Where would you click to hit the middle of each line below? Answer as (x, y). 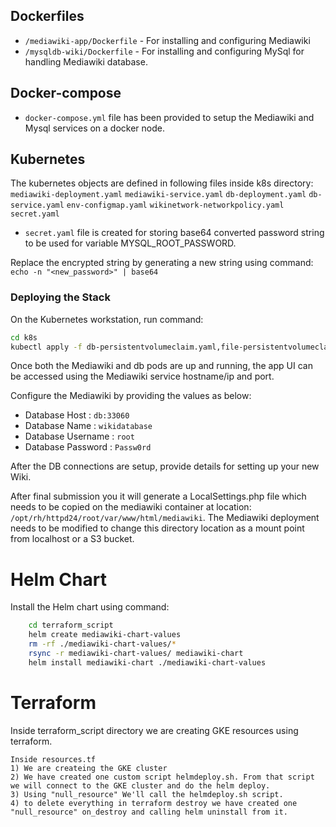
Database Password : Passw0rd (88, 447)
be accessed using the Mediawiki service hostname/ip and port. (142, 376)
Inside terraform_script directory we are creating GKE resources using (154, 730)
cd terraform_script (71, 625)
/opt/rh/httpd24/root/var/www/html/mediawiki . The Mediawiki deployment (165, 518)
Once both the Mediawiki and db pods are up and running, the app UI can (161, 366)
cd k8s (24, 337)
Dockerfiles (47, 16)
